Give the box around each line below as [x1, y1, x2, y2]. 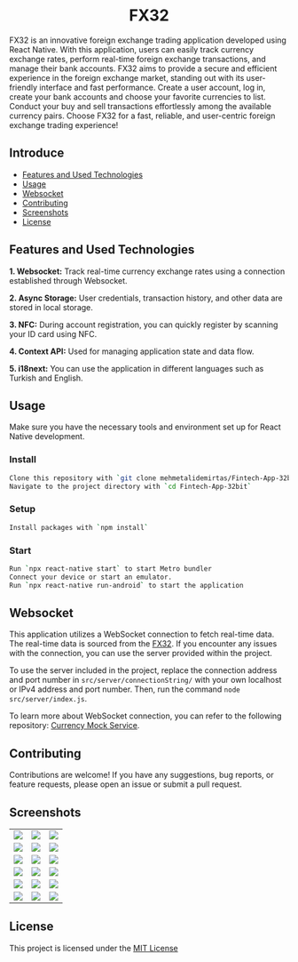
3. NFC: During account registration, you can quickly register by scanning [9, 319, 278, 330]
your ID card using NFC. [9, 328, 98, 339]
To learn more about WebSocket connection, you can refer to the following [9, 710, 282, 721]
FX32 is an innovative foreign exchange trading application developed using [9, 35, 286, 45]
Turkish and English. [9, 373, 83, 383]
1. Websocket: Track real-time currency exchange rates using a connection [9, 266, 286, 277]
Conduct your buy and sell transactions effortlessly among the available [9, 100, 272, 111]
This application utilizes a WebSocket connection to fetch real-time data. [9, 629, 275, 640]
